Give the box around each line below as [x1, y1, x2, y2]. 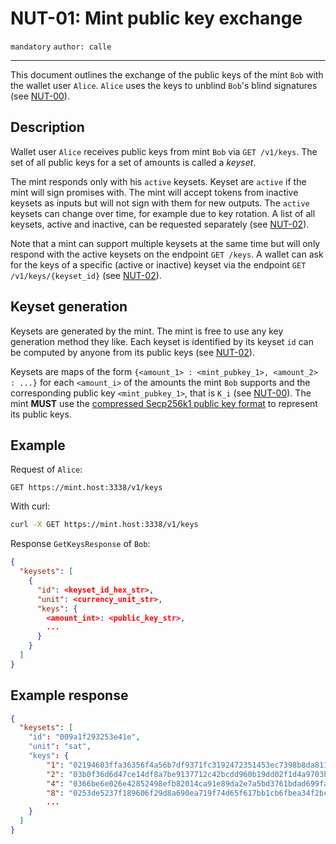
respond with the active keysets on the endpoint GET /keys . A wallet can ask [10, 248, 324, 260]
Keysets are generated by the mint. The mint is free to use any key [10, 325, 284, 337]
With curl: [10, 500, 51, 512]
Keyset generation [10, 298, 128, 316]
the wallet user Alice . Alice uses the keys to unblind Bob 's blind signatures [10, 79, 318, 91]
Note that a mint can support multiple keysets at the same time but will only [10, 237, 321, 249]
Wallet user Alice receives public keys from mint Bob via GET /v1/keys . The [10, 145, 318, 157]
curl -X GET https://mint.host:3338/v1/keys [10, 520, 199, 530]
